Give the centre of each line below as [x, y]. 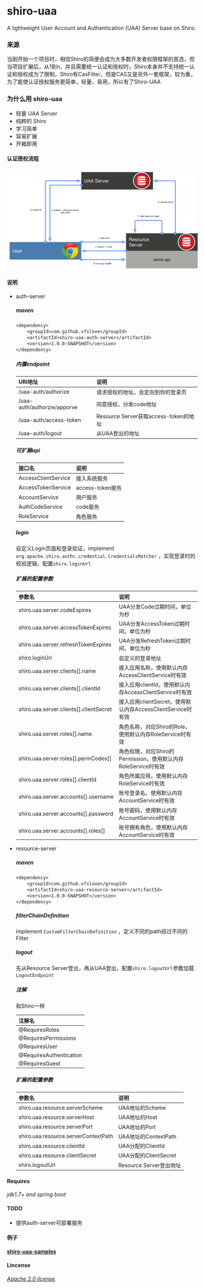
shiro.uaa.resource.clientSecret [57, 1155]
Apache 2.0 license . [32, 1278]
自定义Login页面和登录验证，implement [65, 549]
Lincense [19, 1265]
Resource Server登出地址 [150, 1165]
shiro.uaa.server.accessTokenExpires [65, 627]
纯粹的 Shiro [31, 121]
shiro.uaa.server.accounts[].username [66, 796]
